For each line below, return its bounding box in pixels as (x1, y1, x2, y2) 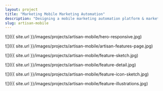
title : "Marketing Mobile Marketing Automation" (5, 12, 105, 16)
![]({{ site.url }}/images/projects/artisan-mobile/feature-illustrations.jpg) (5, 81, 148, 87)
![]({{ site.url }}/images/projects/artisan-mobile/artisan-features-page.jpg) (5, 43, 153, 49)
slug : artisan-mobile (5, 20, 49, 26)
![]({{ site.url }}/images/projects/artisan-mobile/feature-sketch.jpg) (5, 53, 139, 59)
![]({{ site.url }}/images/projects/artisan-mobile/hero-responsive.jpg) (5, 34, 142, 40)
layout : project (5, 7, 38, 12)
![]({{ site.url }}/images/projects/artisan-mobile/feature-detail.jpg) (5, 62, 136, 68)
